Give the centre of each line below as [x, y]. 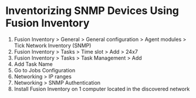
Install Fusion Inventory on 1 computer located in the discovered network [102, 89]
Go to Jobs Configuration [45, 70]
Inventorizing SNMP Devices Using [92, 11]
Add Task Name [33, 64]
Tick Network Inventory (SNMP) [53, 45]
